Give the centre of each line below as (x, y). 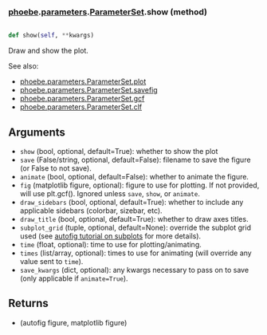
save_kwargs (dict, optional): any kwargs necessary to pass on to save (134, 270)
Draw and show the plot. (49, 51)
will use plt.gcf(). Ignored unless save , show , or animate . (110, 193)
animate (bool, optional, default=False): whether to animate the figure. (134, 176)
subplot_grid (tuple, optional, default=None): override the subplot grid (135, 227)
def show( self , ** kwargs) (51, 35)
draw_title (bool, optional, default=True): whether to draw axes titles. (134, 219)
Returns (29, 303)
